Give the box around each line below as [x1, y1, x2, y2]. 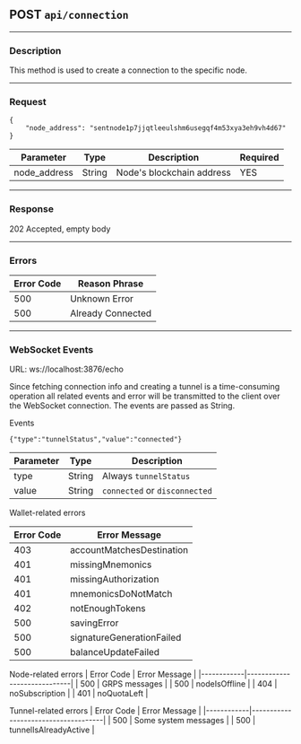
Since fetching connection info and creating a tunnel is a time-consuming [9, 381, 280, 392]
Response [9, 203, 54, 215]
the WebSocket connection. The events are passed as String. [9, 400, 236, 411]
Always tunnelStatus [101, 470, 191, 483]
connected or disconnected [101, 485, 212, 497]
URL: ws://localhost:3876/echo [9, 363, 124, 375]
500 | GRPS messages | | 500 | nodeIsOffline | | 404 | [80, 678, 278, 689]
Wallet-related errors [9, 507, 86, 519]
